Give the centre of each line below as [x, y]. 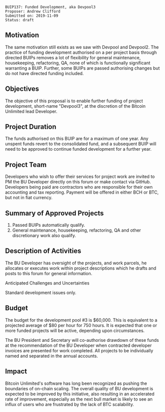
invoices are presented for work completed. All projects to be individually [79, 350]
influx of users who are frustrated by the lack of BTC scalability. [70, 404]
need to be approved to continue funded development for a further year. [78, 149]
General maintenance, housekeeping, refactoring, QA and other [77, 230]
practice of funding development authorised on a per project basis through [81, 52]
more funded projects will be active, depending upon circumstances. [75, 330]
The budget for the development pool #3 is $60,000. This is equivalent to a [81, 320]
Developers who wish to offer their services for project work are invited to [80, 177]
